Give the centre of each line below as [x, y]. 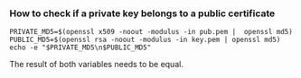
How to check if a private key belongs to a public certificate [142, 13]
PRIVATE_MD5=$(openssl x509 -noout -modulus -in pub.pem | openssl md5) [151, 32]
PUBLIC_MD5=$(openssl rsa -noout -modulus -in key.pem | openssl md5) [145, 40]
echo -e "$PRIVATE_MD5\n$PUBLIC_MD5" [80, 48]
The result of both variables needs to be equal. [96, 65]
